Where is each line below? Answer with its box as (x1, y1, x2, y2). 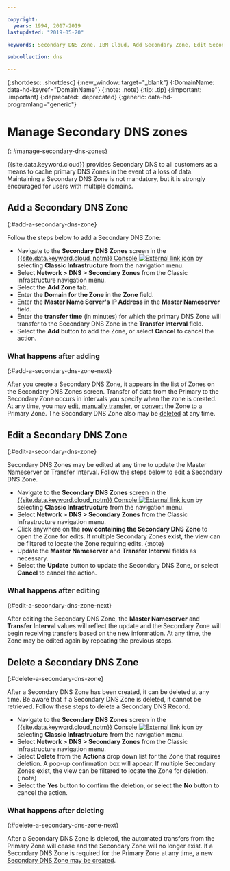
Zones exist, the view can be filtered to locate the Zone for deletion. (16, 767, 209, 775)
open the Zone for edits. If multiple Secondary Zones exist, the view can (16, 532, 221, 540)
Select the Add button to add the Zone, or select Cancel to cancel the (16, 326, 214, 335)
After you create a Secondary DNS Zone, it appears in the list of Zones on (7, 380, 215, 388)
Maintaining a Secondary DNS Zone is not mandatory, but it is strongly (7, 175, 205, 183)
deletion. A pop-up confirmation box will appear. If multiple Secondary (16, 759, 216, 768)
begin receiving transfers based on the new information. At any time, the (7, 629, 212, 638)
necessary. (16, 553, 49, 562)
